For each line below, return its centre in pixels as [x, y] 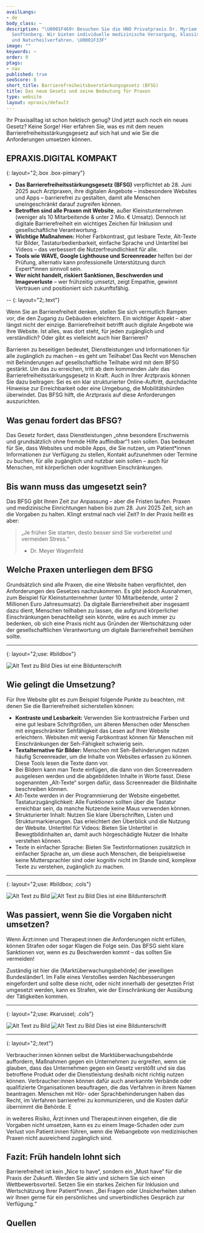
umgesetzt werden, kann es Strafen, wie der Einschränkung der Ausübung [100, 989]
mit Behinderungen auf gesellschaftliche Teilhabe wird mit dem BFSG [93, 362]
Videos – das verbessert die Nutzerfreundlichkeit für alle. [87, 250]
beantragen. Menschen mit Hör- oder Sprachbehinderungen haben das [96, 1094]
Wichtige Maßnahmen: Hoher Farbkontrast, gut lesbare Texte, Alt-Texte [106, 237]
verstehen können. [39, 840]
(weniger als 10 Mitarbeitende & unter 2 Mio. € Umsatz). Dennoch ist [100, 217]
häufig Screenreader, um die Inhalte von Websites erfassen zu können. [104, 756]
